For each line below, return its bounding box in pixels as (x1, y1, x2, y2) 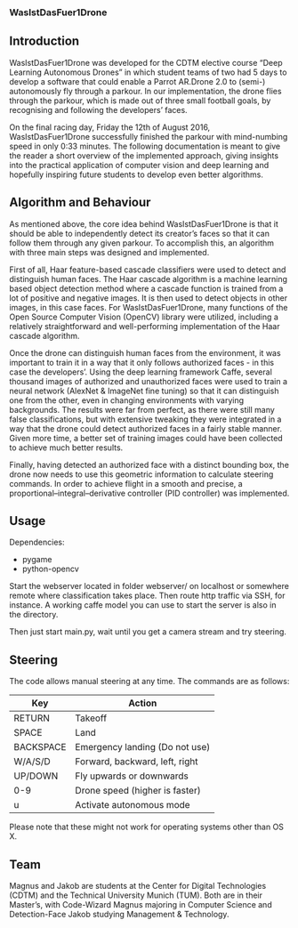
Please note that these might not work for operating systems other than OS (9, 821, 285, 833)
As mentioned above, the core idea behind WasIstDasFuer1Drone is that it (9, 218, 278, 229)
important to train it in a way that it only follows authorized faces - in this (9, 357, 274, 367)
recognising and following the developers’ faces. (9, 104, 189, 115)
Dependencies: (9, 537, 65, 548)
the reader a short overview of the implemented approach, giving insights (9, 149, 278, 161)
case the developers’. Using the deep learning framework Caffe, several (9, 367, 273, 377)
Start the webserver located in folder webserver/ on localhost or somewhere (9, 581, 289, 592)
